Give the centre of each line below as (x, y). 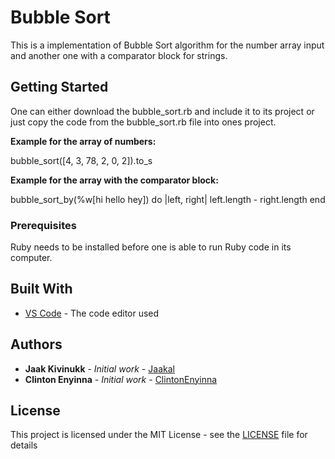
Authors (36, 344)
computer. (31, 258)
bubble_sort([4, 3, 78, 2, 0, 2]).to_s (81, 160)
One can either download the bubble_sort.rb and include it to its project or (162, 111)
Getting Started (59, 87)
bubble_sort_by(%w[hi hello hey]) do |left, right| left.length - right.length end (168, 199)
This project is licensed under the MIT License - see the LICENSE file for (159, 435)
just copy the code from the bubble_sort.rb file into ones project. (143, 122)
